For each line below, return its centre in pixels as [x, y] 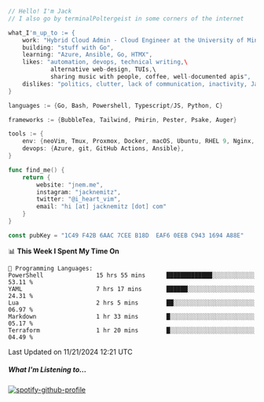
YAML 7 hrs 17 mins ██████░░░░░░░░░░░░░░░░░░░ [132, 289]
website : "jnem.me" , [70, 185]
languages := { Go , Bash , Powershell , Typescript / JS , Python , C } [115, 105]
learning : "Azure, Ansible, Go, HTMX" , [88, 55]
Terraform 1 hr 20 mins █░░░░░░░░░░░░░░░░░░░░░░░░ [132, 330]
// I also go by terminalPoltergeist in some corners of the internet [126, 18]
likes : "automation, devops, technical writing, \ [105, 62]
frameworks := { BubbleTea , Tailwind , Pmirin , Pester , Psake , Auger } [123, 120]
